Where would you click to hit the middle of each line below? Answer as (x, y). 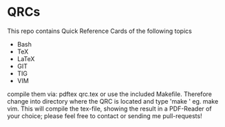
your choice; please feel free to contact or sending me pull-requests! (105, 116)
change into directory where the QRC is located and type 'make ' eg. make (113, 101)
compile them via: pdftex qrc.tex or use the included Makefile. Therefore (109, 94)
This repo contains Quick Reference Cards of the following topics (100, 31)
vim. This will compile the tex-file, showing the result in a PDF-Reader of (109, 108)
